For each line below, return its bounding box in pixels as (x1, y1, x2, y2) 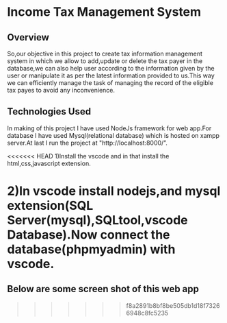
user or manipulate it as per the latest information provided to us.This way (7, 71, 215, 80)
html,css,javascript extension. (7, 159, 91, 167)
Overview (7, 32, 50, 43)
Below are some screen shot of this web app (7, 283, 200, 295)
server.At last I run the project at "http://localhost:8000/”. (7, 139, 168, 147)
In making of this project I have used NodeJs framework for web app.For (7, 124, 212, 132)
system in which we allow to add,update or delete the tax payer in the (7, 57, 203, 65)
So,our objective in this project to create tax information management (7, 49, 203, 58)
